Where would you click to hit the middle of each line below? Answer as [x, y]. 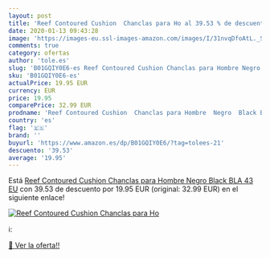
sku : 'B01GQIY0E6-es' [45, 76]
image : [19, 38]
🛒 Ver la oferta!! [34, 245]
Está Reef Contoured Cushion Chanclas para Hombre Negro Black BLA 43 [131, 181]
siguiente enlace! [37, 198]
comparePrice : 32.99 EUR [50, 105]
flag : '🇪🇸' [28, 128]
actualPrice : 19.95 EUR [48, 83]
